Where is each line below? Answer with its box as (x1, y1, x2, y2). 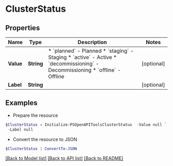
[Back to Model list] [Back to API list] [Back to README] (5, 155, 124, 161)
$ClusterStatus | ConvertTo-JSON (5, 146, 77, 151)
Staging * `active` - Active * (48, 54, 117, 60)
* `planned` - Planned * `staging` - (48, 47, 134, 54)
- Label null (7, 127, 33, 132)
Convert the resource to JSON (12, 136, 77, 142)
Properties (5, 24, 40, 32)
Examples (5, 98, 38, 108)
